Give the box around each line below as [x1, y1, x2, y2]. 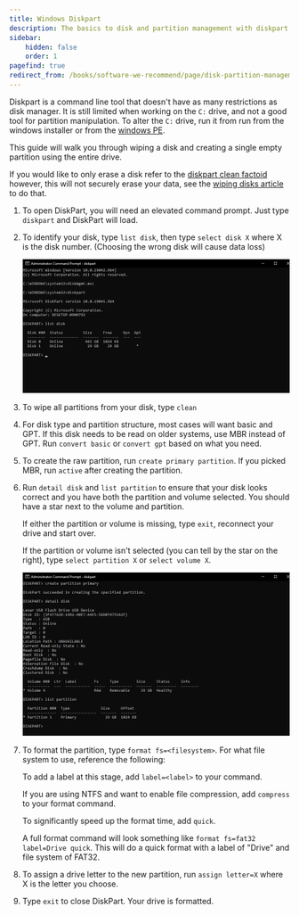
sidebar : [9, 33, 42, 42]
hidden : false [25, 43, 77, 52]
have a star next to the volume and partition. [21, 500, 184, 512]
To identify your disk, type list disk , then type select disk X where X [21, 232, 282, 243]
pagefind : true [9, 62, 66, 70]
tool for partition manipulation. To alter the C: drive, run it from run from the [9, 115, 285, 126]
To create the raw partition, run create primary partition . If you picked [21, 455, 287, 466]
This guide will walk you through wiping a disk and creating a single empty [9, 142, 283, 152]
